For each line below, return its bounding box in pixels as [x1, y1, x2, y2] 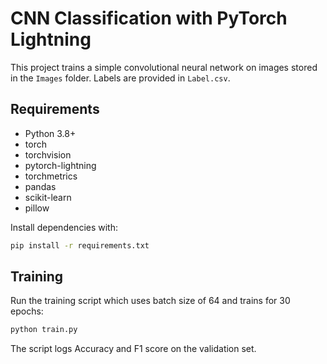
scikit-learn [24, 191, 72, 203]
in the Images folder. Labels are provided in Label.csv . [10, 72, 231, 84]
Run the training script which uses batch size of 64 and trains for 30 [10, 295, 291, 307]
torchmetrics [24, 170, 78, 182]
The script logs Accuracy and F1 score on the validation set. [10, 343, 257, 355]
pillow [24, 202, 50, 214]
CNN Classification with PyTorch [10, 7, 288, 30]
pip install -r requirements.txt [10, 240, 150, 251]
